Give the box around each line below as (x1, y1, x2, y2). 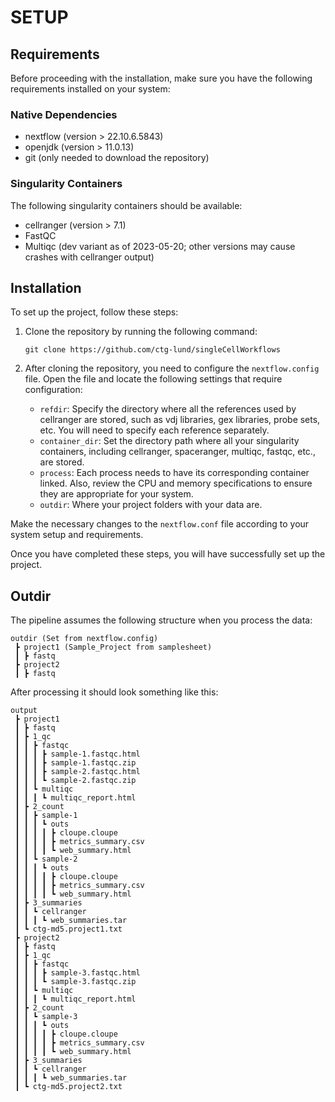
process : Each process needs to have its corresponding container (39, 467, 310, 479)
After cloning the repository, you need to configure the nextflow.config (24, 362, 320, 375)
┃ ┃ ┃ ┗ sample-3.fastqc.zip (14, 977, 137, 987)
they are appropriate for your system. (39, 488, 194, 500)
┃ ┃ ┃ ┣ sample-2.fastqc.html (14, 767, 141, 777)
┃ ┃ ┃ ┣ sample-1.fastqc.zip (14, 758, 137, 768)
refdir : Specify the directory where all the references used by (39, 403, 297, 415)
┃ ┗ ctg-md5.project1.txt (14, 924, 123, 935)
